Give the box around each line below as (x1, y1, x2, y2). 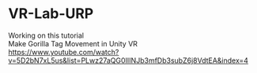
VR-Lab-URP (8, 5, 94, 23)
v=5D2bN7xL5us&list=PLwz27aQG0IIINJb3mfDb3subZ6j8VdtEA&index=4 (8, 56, 249, 65)
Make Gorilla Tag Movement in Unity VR (8, 38, 138, 48)
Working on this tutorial (8, 31, 85, 40)
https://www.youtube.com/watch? (8, 47, 119, 57)
